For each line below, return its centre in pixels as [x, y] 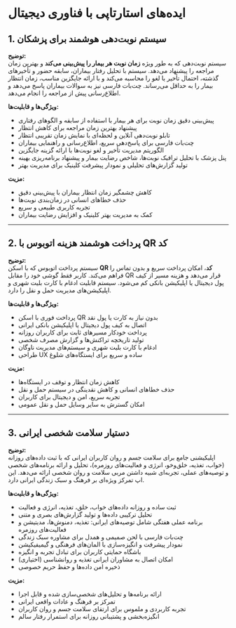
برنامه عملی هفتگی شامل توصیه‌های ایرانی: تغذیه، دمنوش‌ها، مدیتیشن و [110, 522]
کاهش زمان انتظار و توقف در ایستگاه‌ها [69, 381]
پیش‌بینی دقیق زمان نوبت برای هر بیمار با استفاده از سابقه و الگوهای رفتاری [116, 120]
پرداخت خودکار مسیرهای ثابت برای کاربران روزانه [83, 332]
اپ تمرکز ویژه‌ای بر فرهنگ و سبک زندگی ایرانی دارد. [76, 480]
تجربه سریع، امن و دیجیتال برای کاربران [69, 397]
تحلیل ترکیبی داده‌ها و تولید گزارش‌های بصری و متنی [85, 514]
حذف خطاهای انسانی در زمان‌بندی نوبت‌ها [72, 199]
